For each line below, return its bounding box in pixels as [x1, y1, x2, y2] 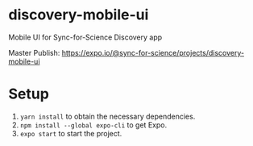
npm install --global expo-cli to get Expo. [19, 119, 168, 130]
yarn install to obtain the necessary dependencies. [19, 111, 196, 121]
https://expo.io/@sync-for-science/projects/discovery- [61, 48, 244, 57]
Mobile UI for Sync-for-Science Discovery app [8, 32, 163, 42]
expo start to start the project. [19, 128, 122, 138]
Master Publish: [8, 48, 60, 57]
